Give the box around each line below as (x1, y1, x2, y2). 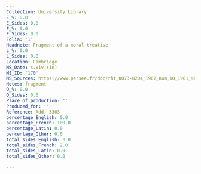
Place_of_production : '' (6, 97, 68, 103)
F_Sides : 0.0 (6, 31, 39, 37)
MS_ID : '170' (6, 70, 39, 76)
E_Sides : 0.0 (6, 20, 39, 26)
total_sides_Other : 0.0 (6, 153, 66, 159)
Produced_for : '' (6, 103, 50, 109)
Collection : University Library (6, 8, 87, 15)
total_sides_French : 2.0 (6, 142, 68, 148)
